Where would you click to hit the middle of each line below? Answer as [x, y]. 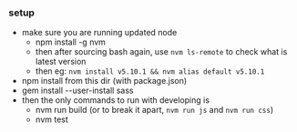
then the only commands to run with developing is [116, 100]
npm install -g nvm [71, 42]
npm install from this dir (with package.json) [104, 81]
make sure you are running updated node [99, 33]
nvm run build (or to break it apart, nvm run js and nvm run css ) [154, 110]
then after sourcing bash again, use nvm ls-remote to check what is [161, 52]
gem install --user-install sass [77, 91]
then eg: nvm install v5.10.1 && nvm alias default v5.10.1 [150, 71]
